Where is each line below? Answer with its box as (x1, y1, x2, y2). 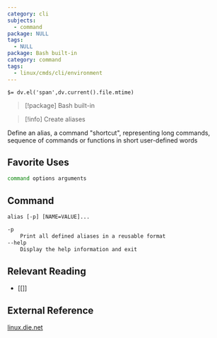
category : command (7, 56, 61, 64)
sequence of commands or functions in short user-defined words (7, 135, 198, 145)
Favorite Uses (7, 156, 69, 168)
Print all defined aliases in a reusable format (20, 232, 166, 240)
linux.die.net (7, 323, 44, 332)
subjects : (7, 17, 37, 24)
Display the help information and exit (20, 246, 138, 253)
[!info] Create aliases (24, 114, 86, 123)
